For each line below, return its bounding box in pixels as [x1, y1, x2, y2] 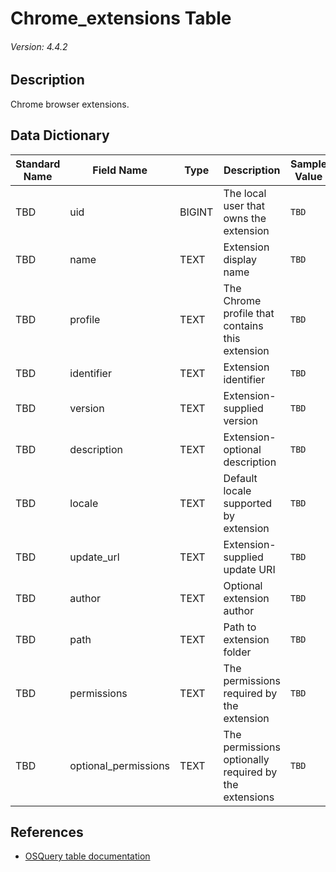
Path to [223, 620, 257, 634]
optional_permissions [69, 758, 171, 772]
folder [223, 645, 252, 659]
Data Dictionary [10, 127, 110, 144]
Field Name [92, 163, 148, 177]
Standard [15, 157, 61, 171]
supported [223, 496, 273, 510]
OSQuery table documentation [24, 850, 151, 862]
